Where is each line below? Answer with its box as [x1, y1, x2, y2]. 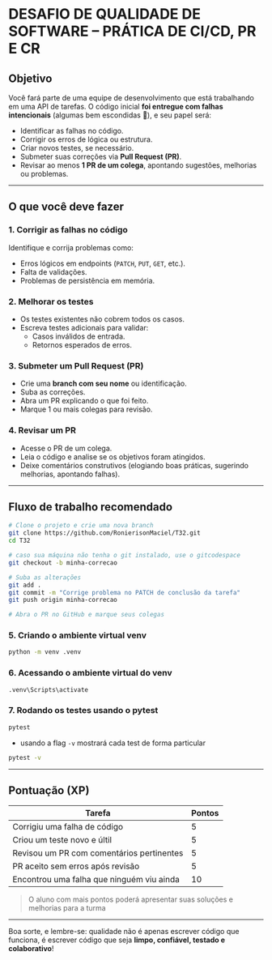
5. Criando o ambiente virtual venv [8, 629, 147, 641]
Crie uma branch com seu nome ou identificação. [19, 378, 188, 389]
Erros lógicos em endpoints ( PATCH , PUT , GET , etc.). [19, 258, 186, 268]
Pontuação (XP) [8, 783, 90, 797]
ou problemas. [19, 169, 69, 178]
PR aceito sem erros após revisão [12, 860, 140, 872]
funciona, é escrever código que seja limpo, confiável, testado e [8, 935, 225, 945]
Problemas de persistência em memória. [19, 275, 155, 285]
